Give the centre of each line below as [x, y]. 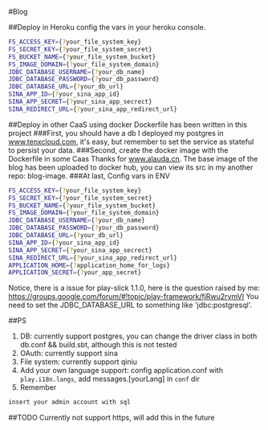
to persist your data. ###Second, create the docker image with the [118, 150]
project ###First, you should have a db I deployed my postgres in [116, 133]
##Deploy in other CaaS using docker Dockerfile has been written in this [128, 125]
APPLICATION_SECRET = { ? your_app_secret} [75, 272]
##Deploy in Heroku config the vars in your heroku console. [107, 27]
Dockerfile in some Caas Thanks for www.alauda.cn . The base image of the [133, 158]
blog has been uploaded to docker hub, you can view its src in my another [131, 167]
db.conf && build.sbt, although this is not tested [98, 345]
